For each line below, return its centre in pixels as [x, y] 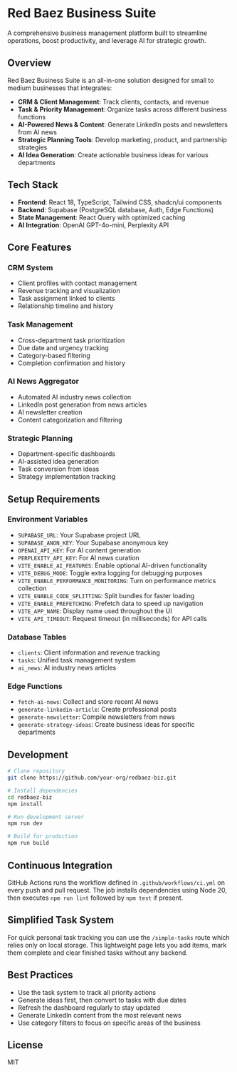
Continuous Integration [60, 865]
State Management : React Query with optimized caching [101, 217]
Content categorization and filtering [70, 420]
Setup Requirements [54, 499]
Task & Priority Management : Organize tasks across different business [122, 109]
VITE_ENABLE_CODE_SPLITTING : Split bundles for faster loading [106, 595]
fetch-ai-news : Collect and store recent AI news [88, 702]
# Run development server [46, 817]
